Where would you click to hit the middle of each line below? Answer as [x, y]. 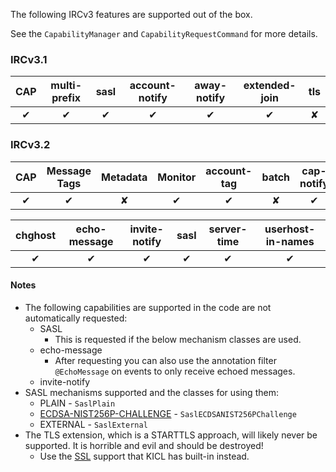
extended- [270, 86]
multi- [66, 86]
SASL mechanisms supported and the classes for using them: [151, 392]
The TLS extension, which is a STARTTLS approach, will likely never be [171, 435]
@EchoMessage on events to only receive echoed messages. [175, 371]
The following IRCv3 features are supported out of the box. [131, 14]
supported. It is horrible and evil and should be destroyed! [144, 445]
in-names [290, 241]
